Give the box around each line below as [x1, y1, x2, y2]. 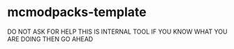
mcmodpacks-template [7, 4, 147, 20]
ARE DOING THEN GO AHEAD [7, 34, 94, 43]
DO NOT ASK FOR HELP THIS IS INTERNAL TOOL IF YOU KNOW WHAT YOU [7, 27, 228, 36]
